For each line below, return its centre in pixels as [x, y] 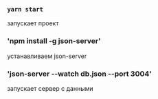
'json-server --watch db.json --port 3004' [80, 74]
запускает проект [33, 23]
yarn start [25, 9]
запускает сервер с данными [50, 88]
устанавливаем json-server [47, 56]
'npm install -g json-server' [54, 41]
